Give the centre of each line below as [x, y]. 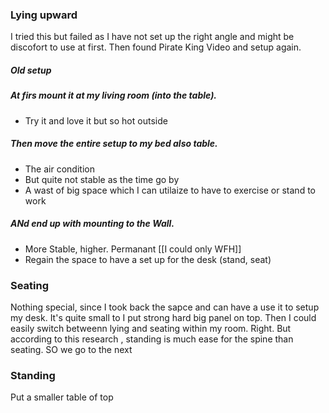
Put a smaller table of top [62, 397]
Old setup [31, 70]
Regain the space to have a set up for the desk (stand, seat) [148, 259]
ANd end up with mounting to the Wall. [92, 224]
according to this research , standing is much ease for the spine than [152, 339]
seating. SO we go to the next [71, 349]
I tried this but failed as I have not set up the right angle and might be [152, 37]
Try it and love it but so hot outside [96, 120]
